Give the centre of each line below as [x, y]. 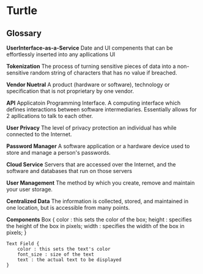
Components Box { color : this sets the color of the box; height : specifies [99, 220]
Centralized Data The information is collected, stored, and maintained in [98, 201]
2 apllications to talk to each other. [50, 116]
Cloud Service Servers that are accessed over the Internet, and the [91, 165]
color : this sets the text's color [64, 249]
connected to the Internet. [39, 134]
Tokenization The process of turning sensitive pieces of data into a [91, 66]
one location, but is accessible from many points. [68, 208]
